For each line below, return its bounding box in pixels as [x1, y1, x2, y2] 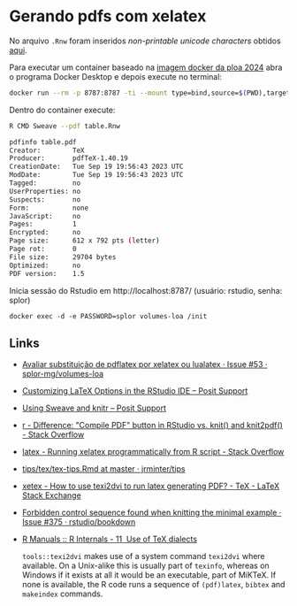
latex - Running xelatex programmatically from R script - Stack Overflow [21, 447, 285, 457]
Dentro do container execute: [9, 104, 116, 115]
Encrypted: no [9, 228, 81, 237]
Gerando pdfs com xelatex [9, 6, 207, 27]
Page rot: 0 [9, 245, 77, 254]
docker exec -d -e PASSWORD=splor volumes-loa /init [9, 311, 208, 320]
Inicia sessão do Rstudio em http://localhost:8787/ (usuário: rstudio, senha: [9, 285, 283, 295]
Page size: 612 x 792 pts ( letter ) [9, 236, 161, 245]
